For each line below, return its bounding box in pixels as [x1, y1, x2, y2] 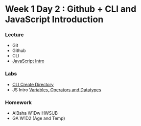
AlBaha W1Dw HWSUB [12, 110, 58, 116]
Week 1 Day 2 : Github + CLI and [5, 3, 137, 15]
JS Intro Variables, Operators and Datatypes [12, 87, 101, 93]
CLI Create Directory [12, 81, 54, 87]
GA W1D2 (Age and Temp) [12, 115, 65, 121]
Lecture [5, 31, 24, 38]
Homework [5, 99, 32, 106]
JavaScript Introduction [5, 14, 104, 25]
